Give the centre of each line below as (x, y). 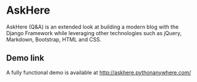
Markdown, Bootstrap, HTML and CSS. (54, 39)
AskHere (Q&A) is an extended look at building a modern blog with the (93, 27)
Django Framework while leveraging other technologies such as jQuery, (94, 33)
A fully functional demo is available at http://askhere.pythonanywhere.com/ (98, 72)
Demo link (25, 58)
